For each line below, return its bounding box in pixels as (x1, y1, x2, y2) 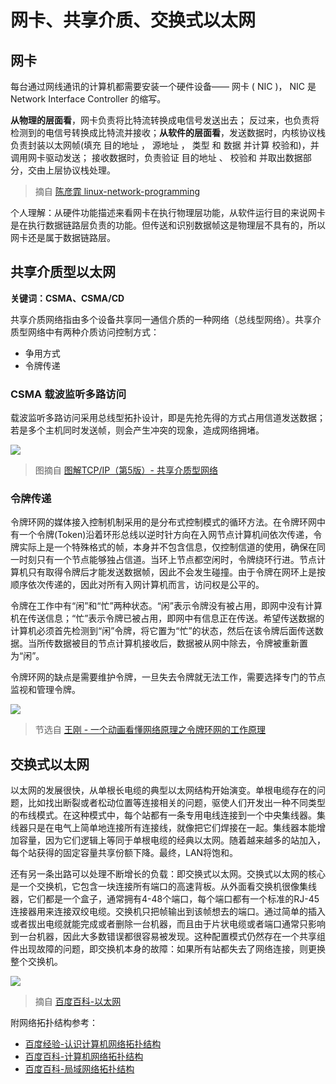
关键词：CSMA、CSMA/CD (10, 292, 125, 304)
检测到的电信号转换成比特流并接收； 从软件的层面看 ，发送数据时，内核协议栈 (10, 127, 326, 138)
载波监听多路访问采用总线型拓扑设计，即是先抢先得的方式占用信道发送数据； (10, 412, 326, 424)
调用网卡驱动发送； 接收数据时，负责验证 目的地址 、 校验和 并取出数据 (10, 152, 303, 163)
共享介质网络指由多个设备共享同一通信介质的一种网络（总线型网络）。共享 (10, 313, 313, 325)
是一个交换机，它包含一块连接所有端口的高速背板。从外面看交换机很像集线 (10, 881, 317, 893)
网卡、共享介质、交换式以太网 (10, 9, 257, 32)
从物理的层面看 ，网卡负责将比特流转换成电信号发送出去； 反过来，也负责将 (10, 114, 320, 126)
